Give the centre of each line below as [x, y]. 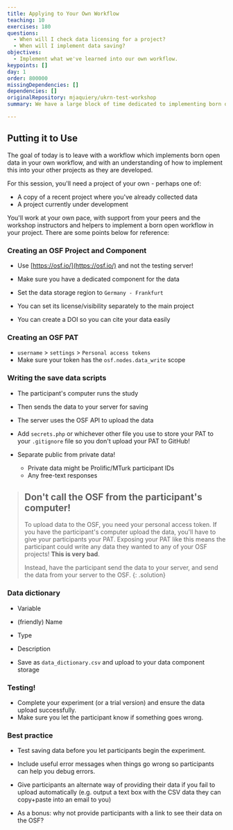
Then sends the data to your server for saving [83, 407]
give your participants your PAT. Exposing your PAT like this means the [125, 539]
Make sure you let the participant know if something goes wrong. [110, 717]
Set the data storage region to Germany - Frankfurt [90, 292]
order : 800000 [28, 78]
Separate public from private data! [66, 454]
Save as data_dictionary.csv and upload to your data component [111, 662]
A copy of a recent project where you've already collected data [107, 197]
